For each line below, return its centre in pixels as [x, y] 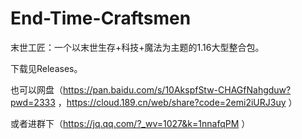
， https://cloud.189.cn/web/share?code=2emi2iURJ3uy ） [177, 102]
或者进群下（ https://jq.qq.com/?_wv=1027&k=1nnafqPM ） [130, 123]
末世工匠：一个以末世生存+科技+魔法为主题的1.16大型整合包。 [137, 47]
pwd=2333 [33, 102]
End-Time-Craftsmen [101, 18]
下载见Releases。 [46, 68]
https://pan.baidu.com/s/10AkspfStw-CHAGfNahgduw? [177, 89]
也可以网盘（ [36, 89]
